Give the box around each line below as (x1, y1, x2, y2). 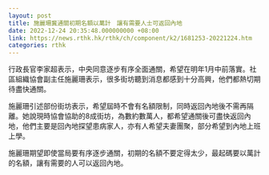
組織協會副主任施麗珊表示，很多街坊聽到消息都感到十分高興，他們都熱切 (14, 74, 254, 84)
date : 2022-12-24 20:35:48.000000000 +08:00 (8, 26, 159, 34)
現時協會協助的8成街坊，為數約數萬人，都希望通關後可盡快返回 (35, 111, 244, 121)
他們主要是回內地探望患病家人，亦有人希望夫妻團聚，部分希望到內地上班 (22, 121, 261, 131)
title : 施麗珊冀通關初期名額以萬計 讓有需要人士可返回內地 (8, 19, 183, 27)
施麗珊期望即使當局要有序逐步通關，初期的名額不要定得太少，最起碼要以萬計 (8, 149, 261, 158)
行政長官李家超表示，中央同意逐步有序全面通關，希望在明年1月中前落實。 (8, 65, 250, 74)
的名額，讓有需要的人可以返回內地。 (8, 158, 128, 168)
